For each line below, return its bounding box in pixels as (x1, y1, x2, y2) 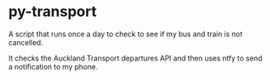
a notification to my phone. (8, 61, 98, 71)
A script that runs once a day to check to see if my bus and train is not (8, 29, 243, 39)
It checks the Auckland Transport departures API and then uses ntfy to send (8, 53, 263, 63)
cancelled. (8, 37, 43, 47)
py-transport (8, 2, 97, 21)
